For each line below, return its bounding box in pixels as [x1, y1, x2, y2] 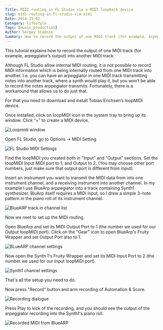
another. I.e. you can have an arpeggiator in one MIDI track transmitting [5, 73, 147, 78]
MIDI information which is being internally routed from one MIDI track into [5, 67, 152, 73]
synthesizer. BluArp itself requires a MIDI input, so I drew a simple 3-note [5, 190, 151, 196]
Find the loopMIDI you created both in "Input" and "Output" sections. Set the [5, 155, 158, 161]
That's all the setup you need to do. [5, 277, 76, 283]
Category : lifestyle [5, 20, 47, 26]
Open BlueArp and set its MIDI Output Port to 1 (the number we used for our [5, 223, 156, 229]
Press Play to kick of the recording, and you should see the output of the [5, 305, 150, 311]
